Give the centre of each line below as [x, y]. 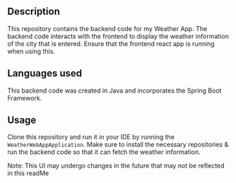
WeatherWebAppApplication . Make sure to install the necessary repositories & [118, 145]
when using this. [31, 51]
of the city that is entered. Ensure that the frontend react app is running [111, 43]
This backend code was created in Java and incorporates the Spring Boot [114, 90]
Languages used [45, 73]
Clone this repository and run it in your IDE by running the [91, 137]
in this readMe [28, 173]
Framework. [25, 98]
